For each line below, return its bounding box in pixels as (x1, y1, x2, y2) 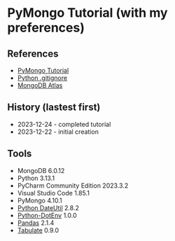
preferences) (7, 20, 85, 36)
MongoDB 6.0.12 (17, 166, 65, 174)
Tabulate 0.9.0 (17, 226, 59, 234)
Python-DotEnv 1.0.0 (17, 211, 77, 219)
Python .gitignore (17, 74, 68, 82)
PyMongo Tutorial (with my (7, 5, 168, 21)
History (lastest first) (7, 102, 101, 113)
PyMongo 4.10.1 (17, 196, 62, 205)
